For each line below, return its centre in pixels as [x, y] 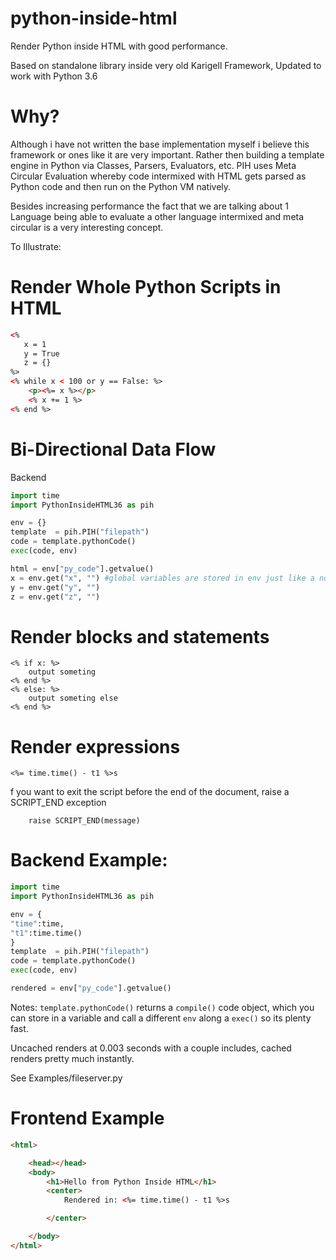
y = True [41, 353]
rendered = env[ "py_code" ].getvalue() [91, 988]
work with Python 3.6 [54, 76]
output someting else [73, 698]
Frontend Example [87, 1118]
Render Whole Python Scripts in [146, 287]
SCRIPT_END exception [58, 803]
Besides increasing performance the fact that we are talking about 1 [149, 206]
